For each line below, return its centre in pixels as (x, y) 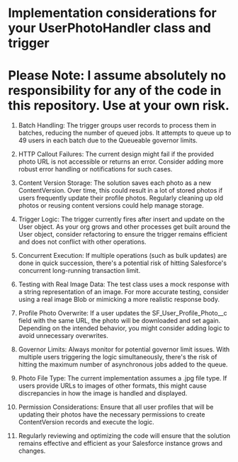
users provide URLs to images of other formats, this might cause (113, 386)
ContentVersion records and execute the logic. (86, 422)
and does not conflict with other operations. (82, 242)
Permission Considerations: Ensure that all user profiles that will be (116, 407)
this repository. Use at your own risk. (119, 106)
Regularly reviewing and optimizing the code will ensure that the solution (124, 436)
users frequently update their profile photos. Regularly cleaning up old (121, 198)
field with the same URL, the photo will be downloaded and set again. (119, 321)
